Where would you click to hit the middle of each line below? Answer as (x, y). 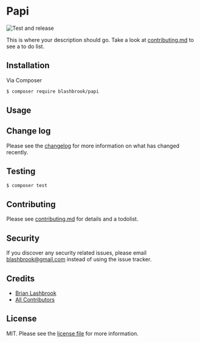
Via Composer (24, 80)
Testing (21, 171)
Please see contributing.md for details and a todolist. (72, 219)
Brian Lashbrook (36, 293)
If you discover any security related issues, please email (77, 253)
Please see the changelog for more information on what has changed (93, 146)
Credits (21, 278)
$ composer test (27, 185)
